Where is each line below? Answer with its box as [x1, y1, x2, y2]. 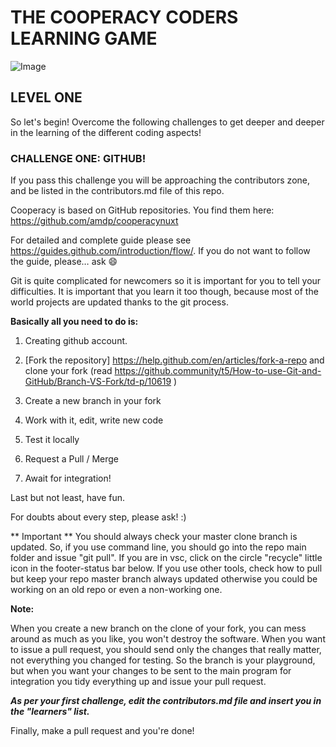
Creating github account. [24, 335, 128, 347]
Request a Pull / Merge [24, 453, 119, 465]
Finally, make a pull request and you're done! [10, 725, 195, 737]
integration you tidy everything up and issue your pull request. [10, 676, 267, 688]
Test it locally [24, 434, 80, 446]
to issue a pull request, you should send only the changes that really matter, [10, 644, 322, 656]
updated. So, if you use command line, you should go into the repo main [10, 541, 307, 553]
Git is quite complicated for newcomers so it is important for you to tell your [10, 275, 322, 287]
